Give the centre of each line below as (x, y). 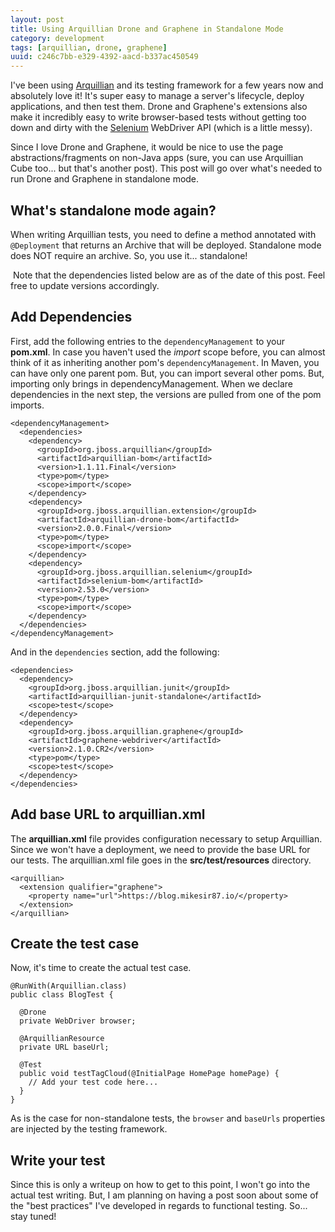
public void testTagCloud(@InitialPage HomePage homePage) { (149, 1074)
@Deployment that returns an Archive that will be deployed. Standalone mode (166, 245)
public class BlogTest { (62, 995)
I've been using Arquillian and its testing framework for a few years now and (167, 85)
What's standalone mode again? (113, 210)
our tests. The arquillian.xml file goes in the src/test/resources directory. (161, 860)
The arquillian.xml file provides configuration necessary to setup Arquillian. (166, 838)
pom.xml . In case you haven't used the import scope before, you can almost (168, 352)
